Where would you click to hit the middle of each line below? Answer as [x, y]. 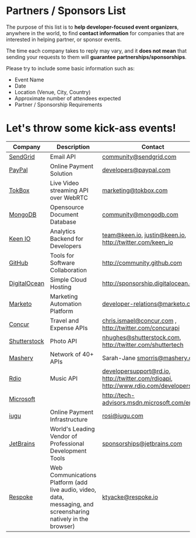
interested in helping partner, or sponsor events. [64, 39]
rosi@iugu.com [123, 416]
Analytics [63, 231]
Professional [67, 443]
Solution [61, 173]
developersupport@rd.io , [136, 371]
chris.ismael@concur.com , [139, 320]
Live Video [64, 183]
